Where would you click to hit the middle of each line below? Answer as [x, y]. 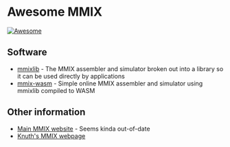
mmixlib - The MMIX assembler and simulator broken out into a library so [120, 68]
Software [27, 52]
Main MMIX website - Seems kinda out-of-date [83, 129]
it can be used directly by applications [71, 76]
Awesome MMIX [55, 12]
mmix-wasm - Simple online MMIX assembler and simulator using [110, 83]
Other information [46, 112]
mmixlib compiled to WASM [56, 90]
